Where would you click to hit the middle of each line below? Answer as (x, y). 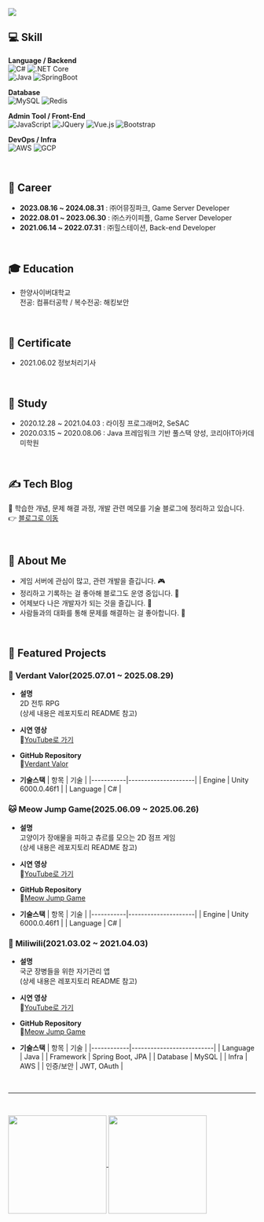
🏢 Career (30, 188)
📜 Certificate (40, 342)
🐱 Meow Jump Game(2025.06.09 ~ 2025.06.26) (104, 809)
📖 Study (28, 403)
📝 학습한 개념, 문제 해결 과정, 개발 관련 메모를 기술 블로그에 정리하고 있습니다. (126, 508)
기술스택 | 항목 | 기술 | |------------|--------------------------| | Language (137, 1047)
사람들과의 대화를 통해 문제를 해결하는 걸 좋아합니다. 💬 (103, 613)
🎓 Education (41, 269)
